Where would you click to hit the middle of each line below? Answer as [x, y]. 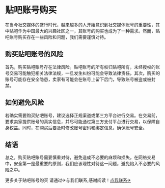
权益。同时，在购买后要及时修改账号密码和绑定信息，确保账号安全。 [78, 128]
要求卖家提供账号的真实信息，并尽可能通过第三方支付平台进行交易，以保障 [80, 121]
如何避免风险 [25, 102]
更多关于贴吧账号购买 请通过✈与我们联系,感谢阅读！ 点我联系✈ [68, 180]
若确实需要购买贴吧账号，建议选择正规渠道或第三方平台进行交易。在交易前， [82, 115]
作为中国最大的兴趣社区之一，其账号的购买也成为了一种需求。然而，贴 [89, 31]
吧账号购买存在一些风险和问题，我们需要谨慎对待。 [57, 37]
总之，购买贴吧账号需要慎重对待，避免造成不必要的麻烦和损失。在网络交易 [80, 157]
